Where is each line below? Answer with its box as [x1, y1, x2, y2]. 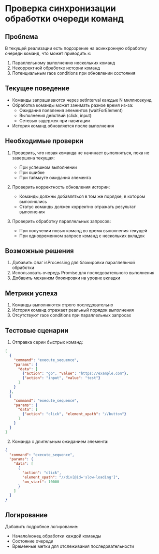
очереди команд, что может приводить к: [5, 50, 91, 56]
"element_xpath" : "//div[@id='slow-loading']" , [22, 475, 120, 480]
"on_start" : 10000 [22, 479, 59, 484]
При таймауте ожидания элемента [19, 174, 91, 180]
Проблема [5, 32, 39, 41]
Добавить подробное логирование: [5, 524, 79, 529]
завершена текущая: [12, 155, 55, 160]
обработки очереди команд [5, 13, 124, 24]
